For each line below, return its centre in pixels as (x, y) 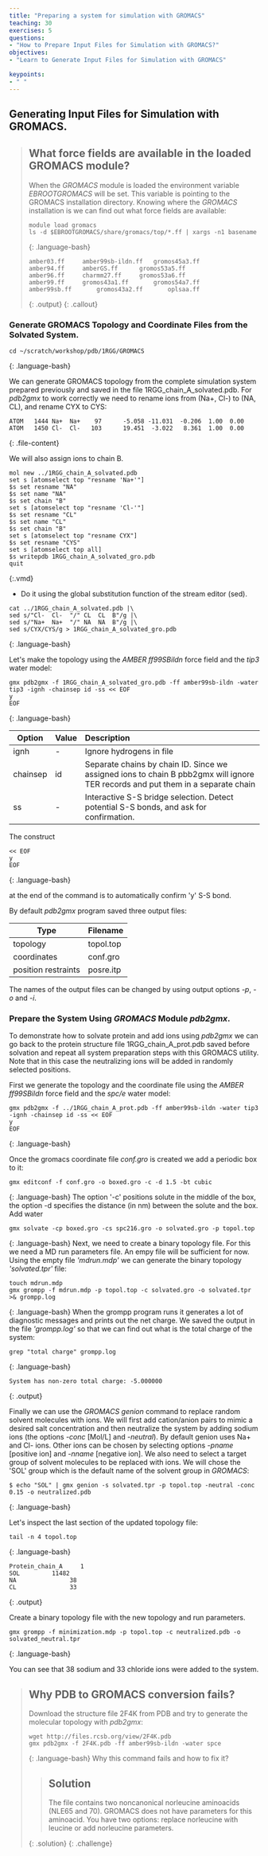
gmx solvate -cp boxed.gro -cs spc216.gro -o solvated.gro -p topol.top (132, 1229)
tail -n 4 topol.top (43, 1538)
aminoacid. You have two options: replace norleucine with (143, 1819)
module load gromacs (62, 225)
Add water (26, 1214)
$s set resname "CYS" (45, 543)
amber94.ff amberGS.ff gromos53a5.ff (107, 268)
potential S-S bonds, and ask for (146, 807)
